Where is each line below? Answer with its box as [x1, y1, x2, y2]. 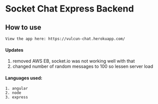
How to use [5, 23, 41, 32]
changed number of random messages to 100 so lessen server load [12, 63, 153, 69]
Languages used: [5, 75, 43, 81]
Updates [5, 47, 24, 53]
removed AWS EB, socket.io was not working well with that [12, 58, 135, 64]
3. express [5, 95, 28, 100]
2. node [5, 90, 22, 95]
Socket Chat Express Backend [5, 3, 134, 15]
